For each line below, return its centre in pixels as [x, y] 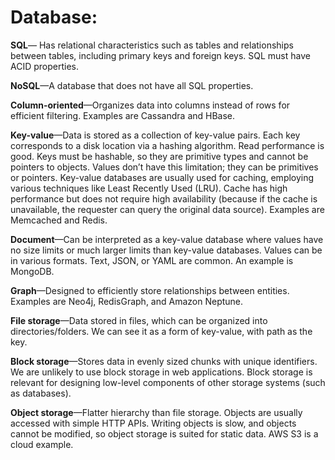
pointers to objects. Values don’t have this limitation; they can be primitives [164, 167]
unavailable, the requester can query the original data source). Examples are [167, 209]
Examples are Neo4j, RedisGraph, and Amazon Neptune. [127, 301]
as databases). [41, 393]
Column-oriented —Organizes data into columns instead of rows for [150, 105]
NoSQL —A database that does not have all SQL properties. [132, 85]
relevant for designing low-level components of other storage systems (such [168, 382]
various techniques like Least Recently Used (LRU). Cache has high [149, 188]
